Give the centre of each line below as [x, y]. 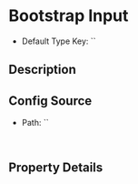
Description [42, 70]
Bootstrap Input [69, 16]
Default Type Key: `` [59, 41]
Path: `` [35, 123]
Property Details [56, 168]
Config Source [50, 101]
